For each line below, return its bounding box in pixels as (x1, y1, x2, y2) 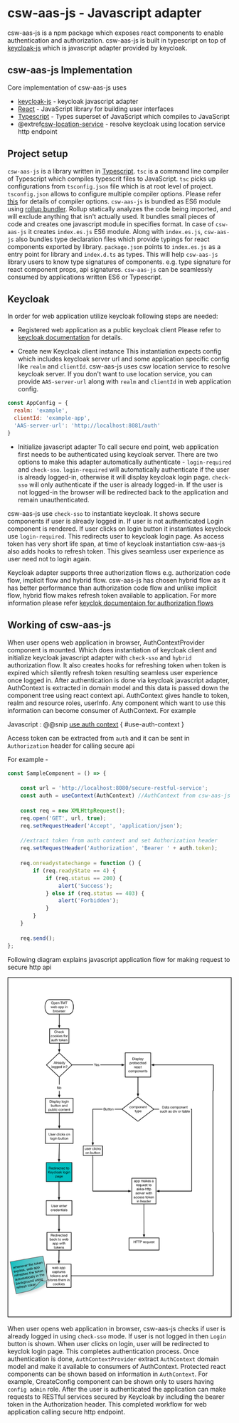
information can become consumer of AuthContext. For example (7, 706, 196, 714)
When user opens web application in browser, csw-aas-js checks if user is (7, 1325, 226, 1333)
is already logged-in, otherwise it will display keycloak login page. (17, 472, 211, 481)
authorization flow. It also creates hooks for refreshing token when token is (7, 660, 226, 670)
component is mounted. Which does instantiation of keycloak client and (7, 645, 217, 654)
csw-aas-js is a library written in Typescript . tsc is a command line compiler (7, 166, 229, 175)
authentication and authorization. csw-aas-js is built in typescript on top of (7, 36, 226, 44)
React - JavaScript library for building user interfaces (17, 105, 174, 113)
